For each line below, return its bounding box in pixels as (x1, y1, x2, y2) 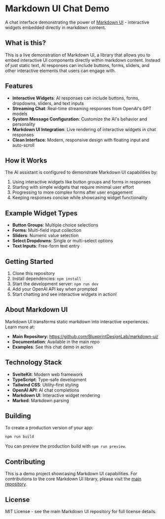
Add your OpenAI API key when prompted (12, 286, 98, 292)
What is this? (5, 39, 46, 47)
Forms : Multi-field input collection (12, 227, 82, 233)
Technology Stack (5, 358, 62, 367)
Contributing (5, 457, 45, 466)
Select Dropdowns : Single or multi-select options (12, 238, 113, 244)
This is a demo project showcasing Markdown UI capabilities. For (5, 471, 137, 477)
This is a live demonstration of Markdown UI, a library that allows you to (5, 52, 151, 58)
